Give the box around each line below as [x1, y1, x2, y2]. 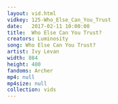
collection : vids [7, 86, 57, 93]
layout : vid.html [7, 10, 57, 17]
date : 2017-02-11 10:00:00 [7, 23, 90, 29]
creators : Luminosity [7, 36, 69, 42]
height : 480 [7, 61, 41, 68]
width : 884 [7, 55, 38, 62]
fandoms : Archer [7, 67, 53, 74]
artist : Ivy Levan [7, 49, 59, 55]
